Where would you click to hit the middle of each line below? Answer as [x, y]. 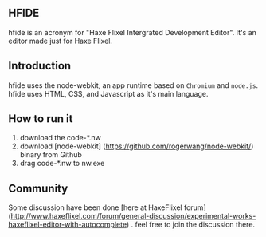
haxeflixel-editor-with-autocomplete [68, 225]
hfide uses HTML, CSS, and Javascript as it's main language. [108, 93]
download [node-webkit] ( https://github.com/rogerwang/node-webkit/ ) [137, 146]
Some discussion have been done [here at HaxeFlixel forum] [107, 207]
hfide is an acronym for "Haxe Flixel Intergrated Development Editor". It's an [133, 32]
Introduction [40, 66]
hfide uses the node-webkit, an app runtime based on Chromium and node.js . [133, 85]
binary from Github [51, 155]
